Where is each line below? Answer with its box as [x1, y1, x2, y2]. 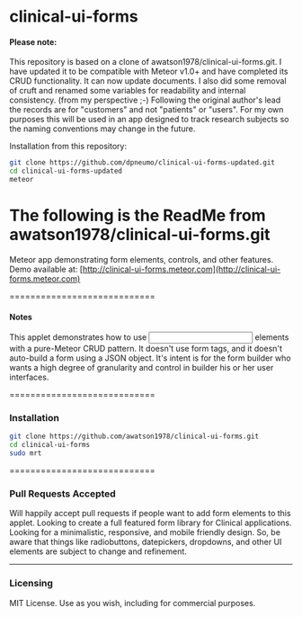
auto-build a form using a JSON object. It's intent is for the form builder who [9, 353, 291, 363]
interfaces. [9, 371, 49, 383]
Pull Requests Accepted [9, 487, 117, 500]
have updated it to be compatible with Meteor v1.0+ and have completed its [9, 66, 289, 77]
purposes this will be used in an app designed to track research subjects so [9, 114, 289, 125]
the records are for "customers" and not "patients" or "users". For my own [9, 104, 284, 115]
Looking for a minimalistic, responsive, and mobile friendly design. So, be [9, 527, 281, 538]
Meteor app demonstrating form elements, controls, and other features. [9, 254, 274, 264]
